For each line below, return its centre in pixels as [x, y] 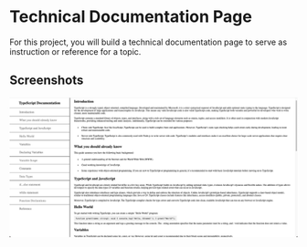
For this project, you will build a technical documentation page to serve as [148, 42]
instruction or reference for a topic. [75, 51]
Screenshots [47, 81]
